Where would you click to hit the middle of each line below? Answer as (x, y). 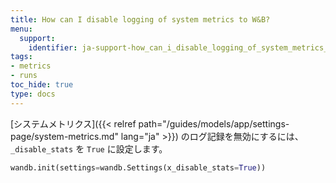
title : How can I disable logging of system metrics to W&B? (140, 19)
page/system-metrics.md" (64, 136)
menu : (21, 29)
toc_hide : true (42, 85)
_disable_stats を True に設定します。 (89, 148)
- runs (24, 76)
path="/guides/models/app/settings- (214, 123)
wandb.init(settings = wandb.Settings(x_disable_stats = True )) (138, 167)
